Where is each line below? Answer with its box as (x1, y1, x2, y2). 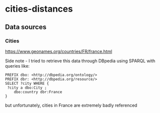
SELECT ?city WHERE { (5, 81, 49, 86)
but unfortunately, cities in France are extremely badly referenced (5, 102, 137, 108)
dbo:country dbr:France (14, 89, 63, 94)
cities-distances (5, 3, 73, 15)
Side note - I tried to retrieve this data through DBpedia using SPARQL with (5, 57, 156, 64)
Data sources (5, 23, 46, 31)
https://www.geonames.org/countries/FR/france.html (5, 48, 113, 54)
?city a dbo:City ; (7, 85, 47, 90)
